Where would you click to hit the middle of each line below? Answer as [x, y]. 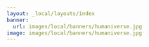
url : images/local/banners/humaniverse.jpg [77, 26]
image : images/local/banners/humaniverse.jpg [74, 33]
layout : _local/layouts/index [51, 13]
